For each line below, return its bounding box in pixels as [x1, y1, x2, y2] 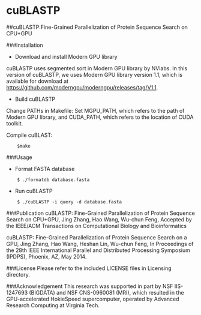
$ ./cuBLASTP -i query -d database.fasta [17, 199, 122, 205]
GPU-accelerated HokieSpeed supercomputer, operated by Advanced [6, 295, 179, 302]
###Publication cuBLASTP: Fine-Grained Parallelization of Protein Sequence [6, 209, 195, 217]
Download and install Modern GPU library [14, 53, 118, 60]
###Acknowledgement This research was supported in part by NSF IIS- [6, 283, 184, 290]
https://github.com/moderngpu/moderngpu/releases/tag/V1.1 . [6, 83, 158, 91]
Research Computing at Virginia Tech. [6, 301, 100, 309]
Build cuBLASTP [14, 95, 56, 103]
